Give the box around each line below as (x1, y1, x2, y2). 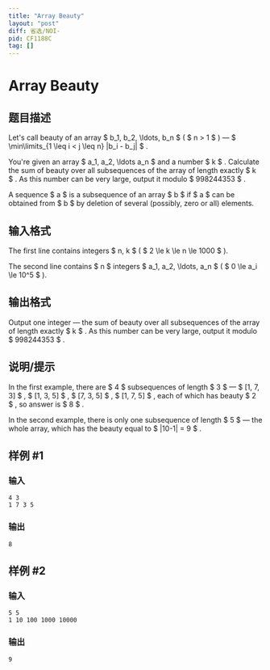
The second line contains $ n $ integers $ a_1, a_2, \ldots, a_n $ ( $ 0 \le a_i (8, 261, 258, 271)
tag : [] (8, 42, 35, 50)
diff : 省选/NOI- (8, 27, 60, 35)
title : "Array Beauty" (8, 11, 85, 20)
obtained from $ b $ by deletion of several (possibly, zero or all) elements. (8, 199, 255, 209)
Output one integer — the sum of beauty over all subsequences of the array (8, 317, 260, 327)
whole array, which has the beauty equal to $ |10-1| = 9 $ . (8, 423, 202, 433)
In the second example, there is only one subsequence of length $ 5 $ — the (8, 415, 263, 424)
